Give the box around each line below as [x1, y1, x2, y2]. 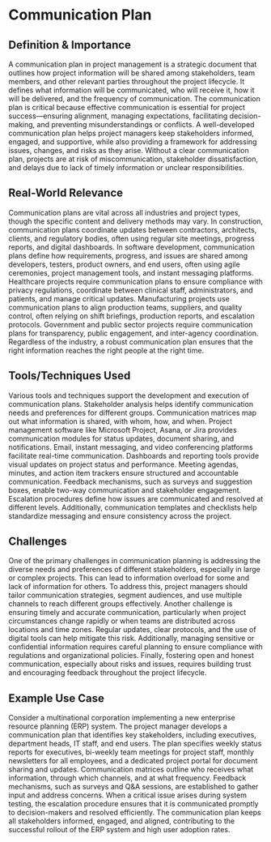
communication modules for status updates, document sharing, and [8, 434, 235, 443]
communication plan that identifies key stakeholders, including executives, [8, 730, 256, 740]
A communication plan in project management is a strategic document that [8, 59, 257, 69]
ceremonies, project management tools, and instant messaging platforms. [8, 267, 254, 277]
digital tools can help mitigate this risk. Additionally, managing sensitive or [8, 634, 255, 643]
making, [8, 120, 36, 129]
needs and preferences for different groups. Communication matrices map [8, 408, 257, 417]
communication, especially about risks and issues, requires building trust [8, 659, 252, 669]
